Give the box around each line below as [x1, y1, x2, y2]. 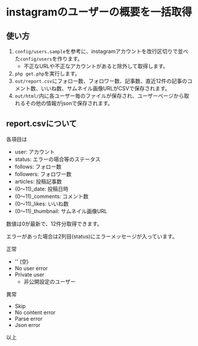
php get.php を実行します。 [14, 70, 81, 77]
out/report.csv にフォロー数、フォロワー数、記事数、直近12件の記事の [14, 78, 188, 84]
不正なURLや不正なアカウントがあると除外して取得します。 [23, 63, 169, 69]
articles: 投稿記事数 [14, 177, 62, 185]
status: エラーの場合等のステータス [14, 155, 101, 163]
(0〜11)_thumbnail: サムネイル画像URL [14, 207, 108, 214]
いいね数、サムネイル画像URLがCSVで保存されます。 [40, 85, 171, 92]
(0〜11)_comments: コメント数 [14, 192, 89, 199]
